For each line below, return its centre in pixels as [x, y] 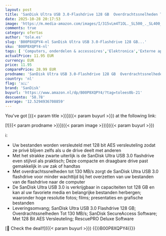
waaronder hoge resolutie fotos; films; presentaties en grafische [78, 198]
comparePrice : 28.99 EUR [31, 70]
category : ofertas [24, 33]
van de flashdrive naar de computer [49, 182]
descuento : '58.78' [25, 97]
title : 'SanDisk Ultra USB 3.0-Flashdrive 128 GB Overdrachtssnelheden [82, 14]
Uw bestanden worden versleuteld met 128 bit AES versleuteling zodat [84, 145]
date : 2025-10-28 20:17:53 [33, 19]
